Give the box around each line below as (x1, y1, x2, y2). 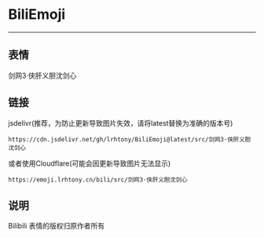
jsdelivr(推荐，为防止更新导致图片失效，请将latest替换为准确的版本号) (8, 118, 233, 127)
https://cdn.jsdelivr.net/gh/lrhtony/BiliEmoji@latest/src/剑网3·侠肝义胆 (8, 135, 251, 143)
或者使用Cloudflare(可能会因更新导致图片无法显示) (8, 159, 171, 168)
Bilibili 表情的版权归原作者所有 (8, 222, 105, 231)
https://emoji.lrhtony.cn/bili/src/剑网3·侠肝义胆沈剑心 (8, 175, 188, 184)
